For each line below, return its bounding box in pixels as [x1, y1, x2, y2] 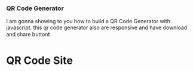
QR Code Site [6, 54, 73, 67]
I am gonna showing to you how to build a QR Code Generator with [6, 18, 170, 25]
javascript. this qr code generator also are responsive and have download [6, 24, 188, 31]
